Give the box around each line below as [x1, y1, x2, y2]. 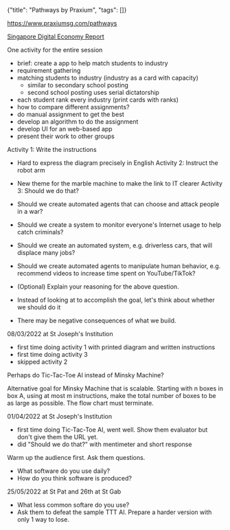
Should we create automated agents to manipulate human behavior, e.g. [16, 262, 221, 270]
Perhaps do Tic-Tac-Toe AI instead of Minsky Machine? [7, 371, 164, 379]
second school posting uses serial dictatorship [27, 89, 160, 96]
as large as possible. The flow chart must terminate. [7, 399, 154, 407]
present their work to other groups [16, 132, 115, 140]
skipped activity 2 [16, 357, 68, 366]
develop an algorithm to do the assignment [16, 118, 139, 126]
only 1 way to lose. [16, 516, 70, 523]
